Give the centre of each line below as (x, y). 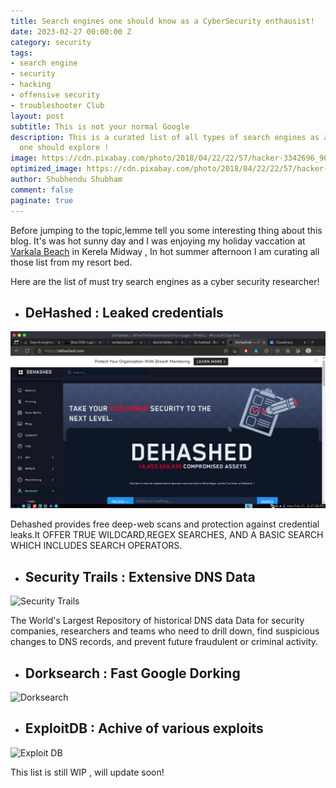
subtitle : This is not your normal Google (100, 126)
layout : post (37, 116)
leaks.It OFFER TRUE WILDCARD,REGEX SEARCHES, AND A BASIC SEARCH (167, 535)
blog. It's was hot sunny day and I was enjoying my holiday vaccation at (158, 241)
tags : (21, 53)
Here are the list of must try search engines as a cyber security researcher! (165, 281)
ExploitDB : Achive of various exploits (144, 728)
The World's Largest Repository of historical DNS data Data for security (157, 621)
